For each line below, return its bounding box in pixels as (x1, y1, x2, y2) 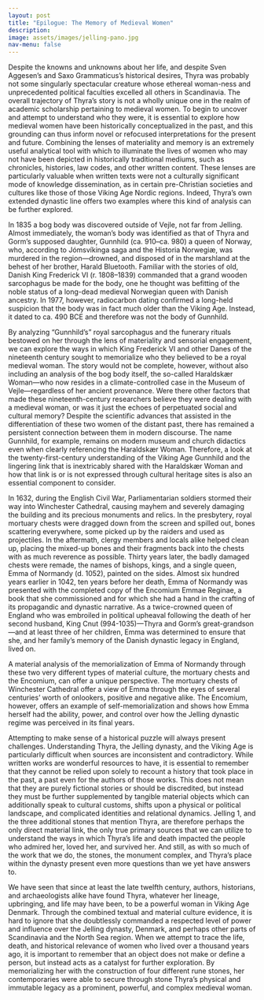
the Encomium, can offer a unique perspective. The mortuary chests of (8, 676, 238, 686)
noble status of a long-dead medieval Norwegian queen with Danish (8, 287, 229, 296)
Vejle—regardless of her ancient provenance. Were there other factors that (8, 386, 250, 396)
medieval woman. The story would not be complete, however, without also (8, 361, 249, 370)
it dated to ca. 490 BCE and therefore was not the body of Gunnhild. (8, 312, 229, 322)
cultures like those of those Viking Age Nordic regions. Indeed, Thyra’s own (8, 188, 252, 198)
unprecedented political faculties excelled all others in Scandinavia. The (8, 87, 241, 97)
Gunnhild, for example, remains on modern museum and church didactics (8, 437, 246, 446)
